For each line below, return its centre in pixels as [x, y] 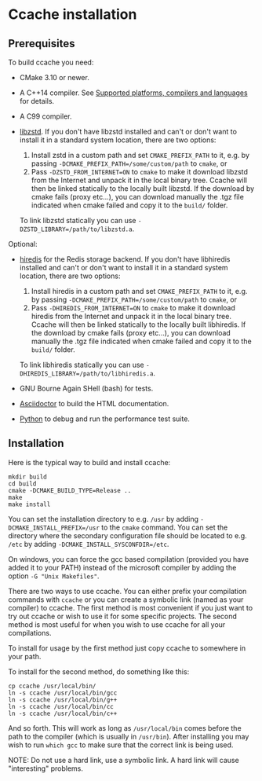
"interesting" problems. [46, 768]
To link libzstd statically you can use [78, 220]
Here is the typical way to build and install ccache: [89, 462]
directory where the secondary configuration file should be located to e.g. [127, 535]
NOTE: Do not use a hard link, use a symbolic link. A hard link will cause [124, 760]
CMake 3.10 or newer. [55, 77]
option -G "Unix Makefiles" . [54, 576]
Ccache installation [73, 15]
